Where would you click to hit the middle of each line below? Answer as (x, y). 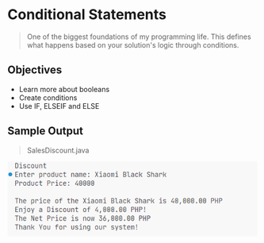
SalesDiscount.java (58, 150)
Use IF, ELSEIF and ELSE (59, 106)
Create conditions (48, 98)
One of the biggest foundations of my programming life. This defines (139, 37)
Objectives (35, 70)
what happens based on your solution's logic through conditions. (133, 44)
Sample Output (46, 131)
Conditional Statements (87, 15)
